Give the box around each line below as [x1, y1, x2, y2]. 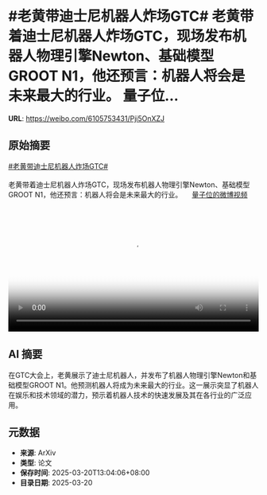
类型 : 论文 [19, 458, 52, 468]
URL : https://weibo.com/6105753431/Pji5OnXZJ [8, 113, 165, 123]
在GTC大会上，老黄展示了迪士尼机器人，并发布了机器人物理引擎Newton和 [8, 370, 250, 380]
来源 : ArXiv [19, 448, 56, 458]
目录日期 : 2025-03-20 [19, 478, 93, 488]
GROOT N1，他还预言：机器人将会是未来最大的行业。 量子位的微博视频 [8, 189, 248, 199]
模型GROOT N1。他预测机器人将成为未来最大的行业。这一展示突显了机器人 [14, 380, 259, 390]
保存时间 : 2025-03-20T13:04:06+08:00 [19, 468, 150, 477]
